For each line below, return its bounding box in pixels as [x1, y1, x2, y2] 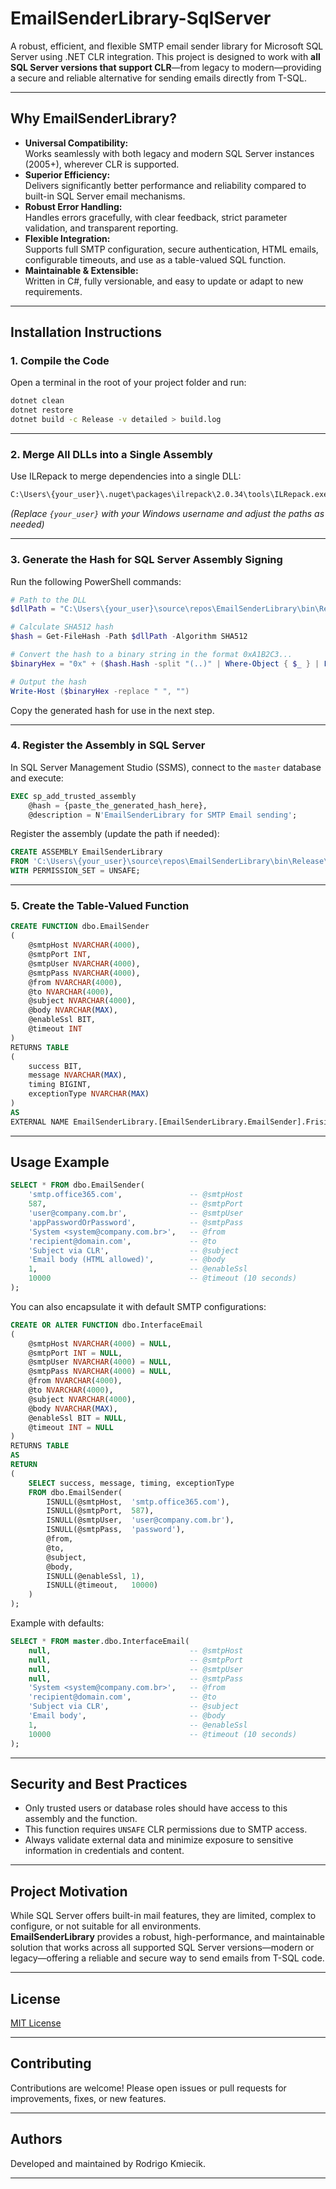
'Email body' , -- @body [28, 1711, 226, 1721]
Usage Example [10, 1154, 110, 1171]
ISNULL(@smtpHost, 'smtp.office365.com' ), [46, 1497, 230, 1507]
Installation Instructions [10, 324, 163, 341]
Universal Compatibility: [24, 137, 129, 149]
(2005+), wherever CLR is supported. [24, 158, 180, 170]
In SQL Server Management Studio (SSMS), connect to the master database [10, 761, 322, 773]
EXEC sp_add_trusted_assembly [10, 791, 137, 801]
